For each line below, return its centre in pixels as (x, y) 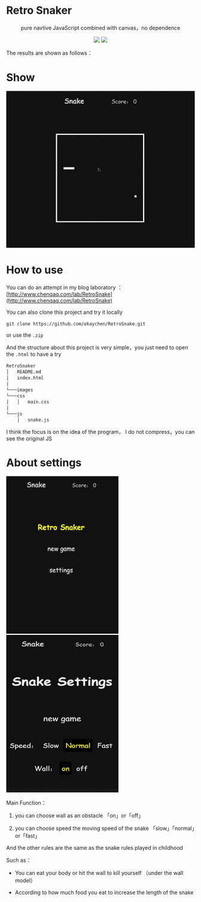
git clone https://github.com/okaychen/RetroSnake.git (76, 324)
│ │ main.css (28, 402)
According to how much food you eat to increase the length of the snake (104, 892)
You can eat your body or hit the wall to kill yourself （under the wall (99, 873)
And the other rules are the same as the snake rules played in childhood (95, 847)
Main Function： (26, 802)
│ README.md (24, 372)
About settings (44, 462)
